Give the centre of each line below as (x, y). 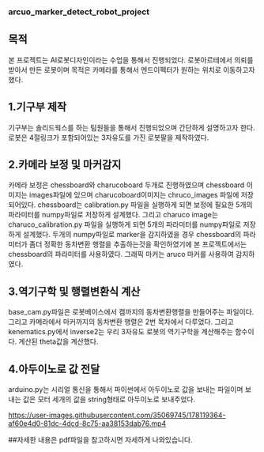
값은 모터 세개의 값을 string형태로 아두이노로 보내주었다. (109, 399)
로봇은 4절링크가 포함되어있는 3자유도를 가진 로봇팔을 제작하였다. (109, 137)
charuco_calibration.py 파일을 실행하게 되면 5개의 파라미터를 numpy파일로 (125, 224)
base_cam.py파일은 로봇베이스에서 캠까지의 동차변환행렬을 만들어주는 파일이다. (131, 312)
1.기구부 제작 (38, 107)
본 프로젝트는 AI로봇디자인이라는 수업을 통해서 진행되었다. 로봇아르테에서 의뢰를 (131, 60)
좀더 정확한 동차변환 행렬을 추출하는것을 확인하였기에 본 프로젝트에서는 (138, 244)
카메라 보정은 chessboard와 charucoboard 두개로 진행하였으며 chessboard (126, 185)
